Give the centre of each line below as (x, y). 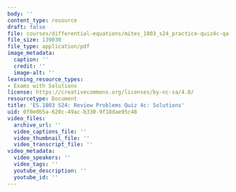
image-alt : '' (34, 72)
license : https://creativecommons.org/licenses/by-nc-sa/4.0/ (101, 92)
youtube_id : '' (36, 177)
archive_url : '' (37, 125)
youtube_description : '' (50, 171)
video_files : (26, 118)
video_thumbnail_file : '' (52, 138)
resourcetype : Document (42, 99)
